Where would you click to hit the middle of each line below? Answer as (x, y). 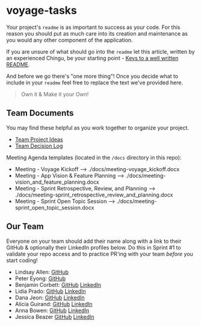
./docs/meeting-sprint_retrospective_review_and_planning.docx (94, 195)
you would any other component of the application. (70, 40)
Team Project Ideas (39, 139)
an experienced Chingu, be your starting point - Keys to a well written (92, 58)
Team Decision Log (39, 146)
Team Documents (40, 113)
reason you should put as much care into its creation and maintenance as (97, 33)
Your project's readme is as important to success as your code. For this (93, 27)
